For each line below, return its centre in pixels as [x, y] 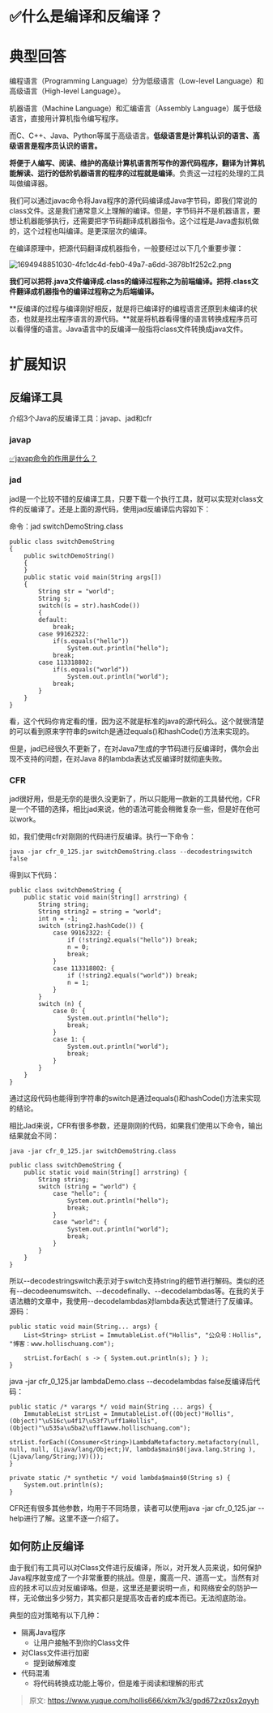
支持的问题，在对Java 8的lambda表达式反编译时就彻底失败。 [125, 758]
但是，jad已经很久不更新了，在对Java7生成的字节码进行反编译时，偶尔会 [131, 749]
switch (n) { [60, 1004]
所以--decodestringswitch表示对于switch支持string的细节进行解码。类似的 [133, 1281]
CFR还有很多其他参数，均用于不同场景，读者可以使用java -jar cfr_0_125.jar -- [137, 1508]
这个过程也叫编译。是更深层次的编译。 [87, 231]
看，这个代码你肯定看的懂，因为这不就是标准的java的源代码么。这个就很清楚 [136, 721]
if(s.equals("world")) [91, 669]
